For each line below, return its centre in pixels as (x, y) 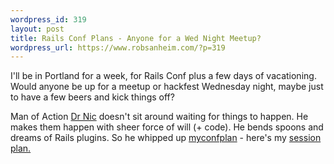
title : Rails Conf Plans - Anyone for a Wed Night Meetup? (136, 38)
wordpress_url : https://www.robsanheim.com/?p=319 (118, 47)
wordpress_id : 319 (48, 19)
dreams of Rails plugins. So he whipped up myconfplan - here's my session (166, 138)
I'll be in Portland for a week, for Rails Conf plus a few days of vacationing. (163, 76)
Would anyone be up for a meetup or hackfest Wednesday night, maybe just (167, 87)
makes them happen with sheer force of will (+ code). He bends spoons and (167, 127)
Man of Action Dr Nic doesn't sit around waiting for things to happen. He (159, 117)
